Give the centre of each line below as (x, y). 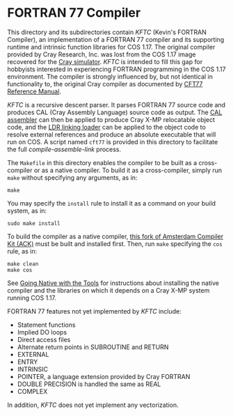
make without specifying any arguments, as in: (72, 177)
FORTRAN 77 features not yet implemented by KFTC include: (95, 311)
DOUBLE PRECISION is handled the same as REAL (89, 384)
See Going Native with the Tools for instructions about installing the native (113, 283)
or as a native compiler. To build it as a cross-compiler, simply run (128, 170)
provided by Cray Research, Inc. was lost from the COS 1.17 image (102, 54)
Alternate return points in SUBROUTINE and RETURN (93, 347)
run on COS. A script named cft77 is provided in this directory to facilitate (113, 141)
